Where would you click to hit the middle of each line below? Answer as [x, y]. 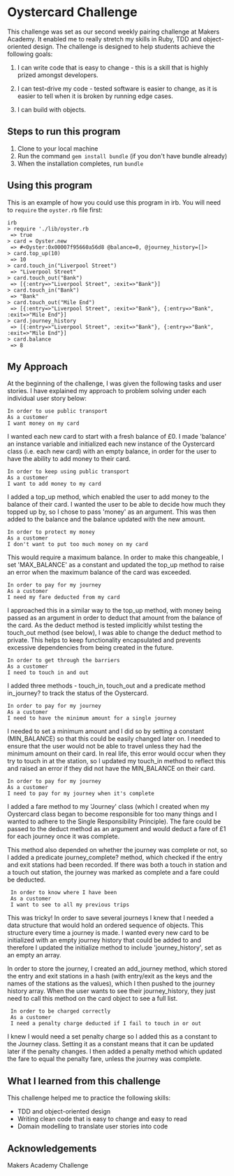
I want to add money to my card [54, 484]
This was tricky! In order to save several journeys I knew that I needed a [111, 918]
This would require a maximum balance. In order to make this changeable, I [115, 557]
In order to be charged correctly [60, 1011]
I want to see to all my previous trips [70, 905]
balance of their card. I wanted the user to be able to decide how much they [116, 505]
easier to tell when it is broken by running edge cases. [95, 96]
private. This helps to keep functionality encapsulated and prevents [104, 640]
